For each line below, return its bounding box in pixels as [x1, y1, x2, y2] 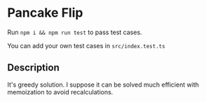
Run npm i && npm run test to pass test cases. [7, 28, 142, 36]
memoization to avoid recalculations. [7, 87, 114, 96]
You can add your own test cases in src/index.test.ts [7, 41, 166, 50]
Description [7, 61, 60, 74]
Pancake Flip [7, 5, 83, 21]
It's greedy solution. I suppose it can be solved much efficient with [7, 80, 200, 89]
